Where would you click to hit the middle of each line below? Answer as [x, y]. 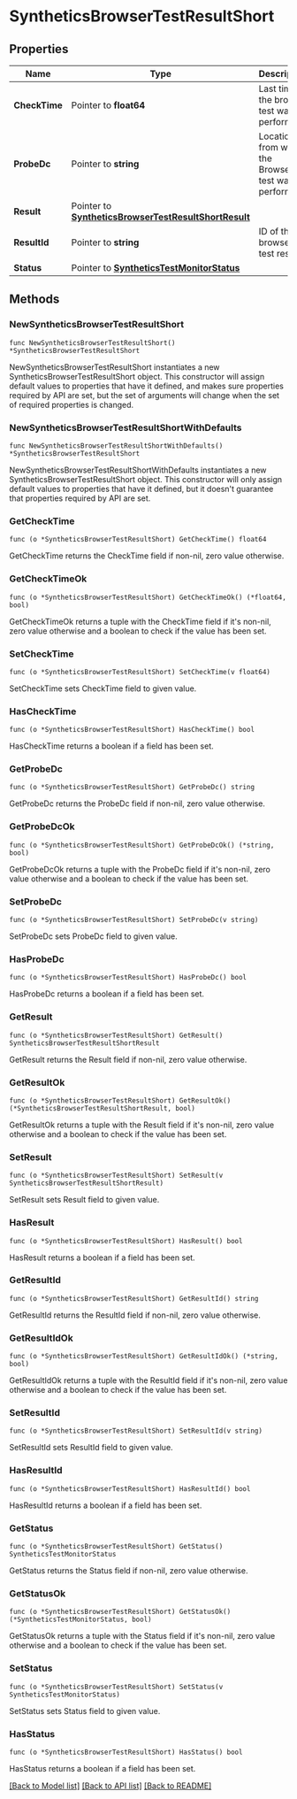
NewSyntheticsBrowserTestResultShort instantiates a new [114, 367]
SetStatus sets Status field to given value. [85, 1711]
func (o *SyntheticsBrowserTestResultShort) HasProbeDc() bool [128, 978]
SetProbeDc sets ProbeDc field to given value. [94, 936]
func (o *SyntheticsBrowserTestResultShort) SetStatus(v [116, 1687]
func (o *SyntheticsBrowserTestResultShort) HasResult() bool [126, 1241]
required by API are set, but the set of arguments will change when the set [145, 395]
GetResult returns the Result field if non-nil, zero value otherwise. [128, 1059]
